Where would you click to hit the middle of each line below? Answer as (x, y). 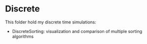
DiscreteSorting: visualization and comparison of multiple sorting (77, 31)
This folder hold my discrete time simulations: (51, 22)
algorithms (23, 36)
